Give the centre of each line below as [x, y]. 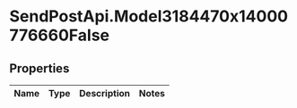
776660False [60, 35]
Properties [39, 68]
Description [105, 93]
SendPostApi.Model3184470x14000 [149, 17]
